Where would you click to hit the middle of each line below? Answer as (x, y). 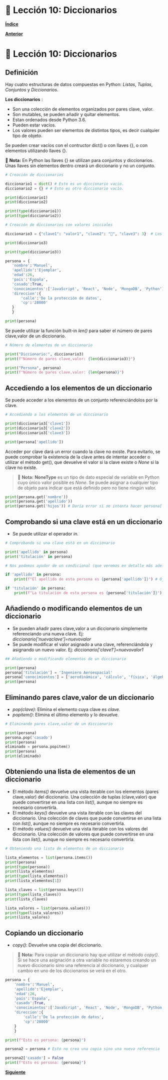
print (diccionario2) (27, 202)
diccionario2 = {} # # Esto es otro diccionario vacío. (64, 188)
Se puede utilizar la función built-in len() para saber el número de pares (79, 330)
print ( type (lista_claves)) (33, 894)
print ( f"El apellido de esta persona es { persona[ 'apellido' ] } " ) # (86, 579)
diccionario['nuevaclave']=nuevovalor (52, 639)
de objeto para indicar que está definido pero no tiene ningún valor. (87, 487)
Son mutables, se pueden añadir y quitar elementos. (66, 114)
